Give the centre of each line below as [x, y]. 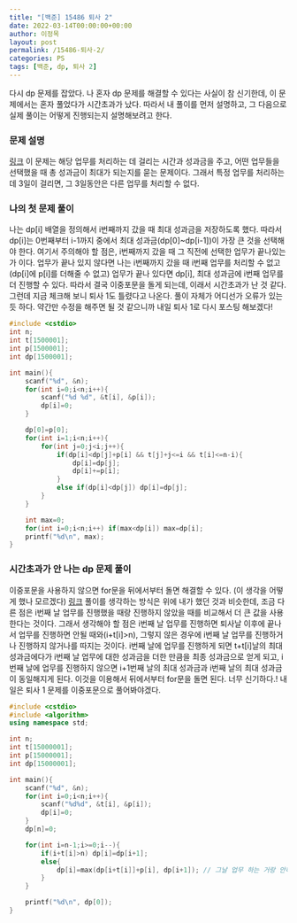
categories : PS [37, 58]
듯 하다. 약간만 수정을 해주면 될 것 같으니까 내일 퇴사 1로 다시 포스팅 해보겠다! [141, 307]
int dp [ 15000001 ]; [43, 764]
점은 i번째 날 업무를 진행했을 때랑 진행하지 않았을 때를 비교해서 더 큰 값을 [143, 612]
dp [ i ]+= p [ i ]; [96, 471]
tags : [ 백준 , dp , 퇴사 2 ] [53, 67]
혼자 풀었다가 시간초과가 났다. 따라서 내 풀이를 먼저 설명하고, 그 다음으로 [163, 104]
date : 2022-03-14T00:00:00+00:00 [71, 26]
